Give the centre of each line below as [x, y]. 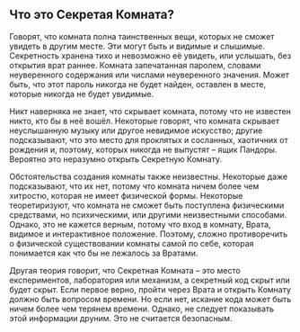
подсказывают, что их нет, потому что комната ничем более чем [134, 186]
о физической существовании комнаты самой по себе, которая [132, 243]
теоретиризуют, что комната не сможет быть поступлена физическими [147, 205]
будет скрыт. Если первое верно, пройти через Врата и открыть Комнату [150, 289]
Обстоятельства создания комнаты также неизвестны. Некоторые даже [149, 176]
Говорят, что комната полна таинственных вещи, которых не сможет [142, 36]
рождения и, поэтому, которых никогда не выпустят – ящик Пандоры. [143, 149]
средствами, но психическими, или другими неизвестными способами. [148, 214]
